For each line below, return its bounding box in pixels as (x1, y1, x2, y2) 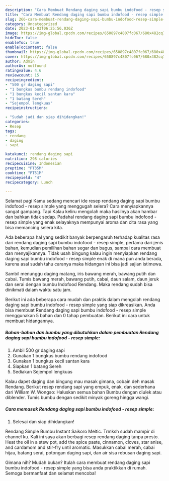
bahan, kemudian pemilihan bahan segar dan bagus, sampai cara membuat (5, 245, 161, 251)
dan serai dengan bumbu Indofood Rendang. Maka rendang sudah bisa (5, 281, 153, 287)
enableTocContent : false (5, 45, 57, 50)
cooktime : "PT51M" (5, 170, 44, 175)
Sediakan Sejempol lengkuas (12, 369, 73, 375)
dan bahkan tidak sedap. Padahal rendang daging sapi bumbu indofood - (5, 214, 157, 220)
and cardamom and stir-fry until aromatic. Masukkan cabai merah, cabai (5, 444, 155, 450)
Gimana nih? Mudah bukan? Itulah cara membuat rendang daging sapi (5, 459, 150, 465)
